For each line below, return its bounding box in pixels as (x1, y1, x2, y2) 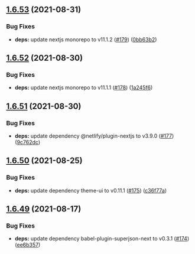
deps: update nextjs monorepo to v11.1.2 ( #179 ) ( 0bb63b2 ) (14, 35, 157, 43)
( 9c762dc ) (14, 139, 41, 146)
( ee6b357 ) (14, 242, 41, 249)
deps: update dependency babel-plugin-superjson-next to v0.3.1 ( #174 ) (14, 235, 190, 242)
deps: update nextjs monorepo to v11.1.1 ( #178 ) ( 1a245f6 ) (14, 84, 153, 91)
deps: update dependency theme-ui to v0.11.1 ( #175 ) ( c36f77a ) (14, 187, 167, 194)
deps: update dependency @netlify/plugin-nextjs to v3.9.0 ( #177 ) (14, 132, 174, 139)
